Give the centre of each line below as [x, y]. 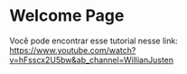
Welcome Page [67, 16]
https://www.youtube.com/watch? [73, 50]
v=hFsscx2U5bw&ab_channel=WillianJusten [92, 60]
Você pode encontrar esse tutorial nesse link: [93, 41]
